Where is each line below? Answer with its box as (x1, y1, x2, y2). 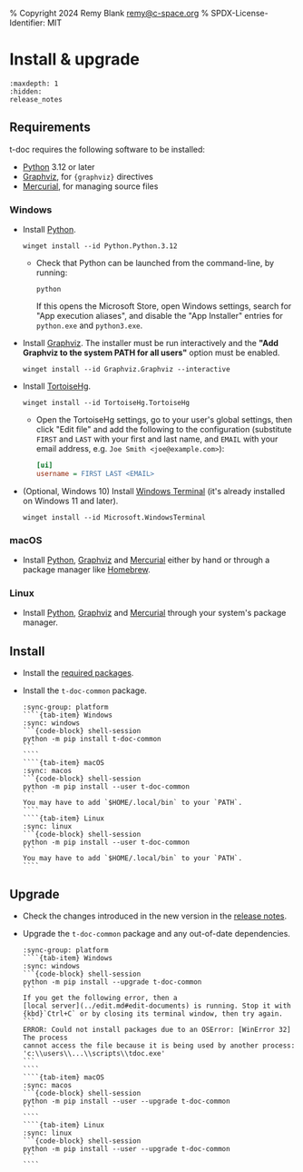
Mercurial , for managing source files (22, 181, 159, 192)
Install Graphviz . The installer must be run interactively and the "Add (22, 338, 279, 349)
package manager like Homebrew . (22, 564, 151, 575)
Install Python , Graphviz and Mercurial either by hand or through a (22, 554, 270, 566)
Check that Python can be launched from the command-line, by (35, 258, 275, 269)
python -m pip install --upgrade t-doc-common (22, 978, 202, 987)
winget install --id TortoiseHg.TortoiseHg (22, 399, 191, 408)
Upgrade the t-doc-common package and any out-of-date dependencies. (22, 929, 290, 939)
